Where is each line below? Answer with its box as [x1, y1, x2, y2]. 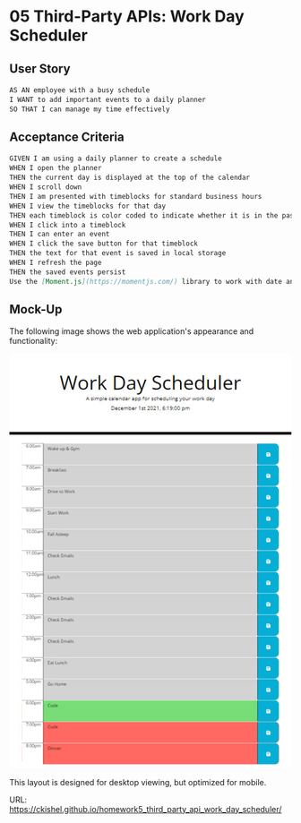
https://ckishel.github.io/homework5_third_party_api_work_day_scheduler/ [9, 803, 282, 814]
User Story [9, 61, 71, 76]
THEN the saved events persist [9, 267, 126, 277]
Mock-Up [9, 302, 63, 317]
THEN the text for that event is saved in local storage [9, 249, 227, 258]
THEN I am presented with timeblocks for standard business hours [9, 192, 262, 201]
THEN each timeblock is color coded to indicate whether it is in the [9, 210, 279, 220]
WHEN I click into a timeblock [9, 220, 126, 229]
